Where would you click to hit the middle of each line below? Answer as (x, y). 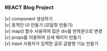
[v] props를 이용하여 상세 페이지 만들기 (43, 37)
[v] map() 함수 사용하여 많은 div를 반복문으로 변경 (54, 31)
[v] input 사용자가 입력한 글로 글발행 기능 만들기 (51, 44)
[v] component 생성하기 (29, 19)
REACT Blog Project (29, 7)
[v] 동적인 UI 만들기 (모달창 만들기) (39, 25)
